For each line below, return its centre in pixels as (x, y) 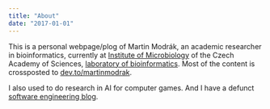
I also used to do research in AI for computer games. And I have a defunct (131, 88)
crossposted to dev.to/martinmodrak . (70, 72)
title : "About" (34, 16)
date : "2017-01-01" (41, 23)
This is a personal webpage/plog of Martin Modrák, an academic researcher (135, 46)
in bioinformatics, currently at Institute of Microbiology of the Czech (121, 55)
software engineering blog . (53, 96)
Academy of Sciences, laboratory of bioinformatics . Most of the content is (132, 63)
